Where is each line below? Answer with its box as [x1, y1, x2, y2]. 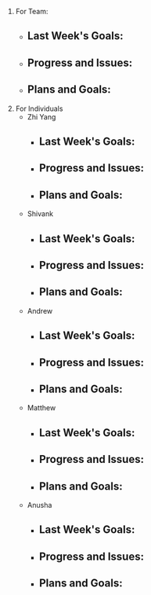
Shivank [27, 209, 53, 219]
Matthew [27, 403, 56, 413]
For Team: [15, 7, 49, 16]
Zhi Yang [27, 112, 56, 121]
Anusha [27, 500, 52, 509]
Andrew [27, 306, 53, 315]
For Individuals [15, 104, 63, 113]
